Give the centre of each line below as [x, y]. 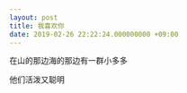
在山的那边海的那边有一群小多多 [68, 61]
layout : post [34, 17]
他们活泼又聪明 [37, 80]
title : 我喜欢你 [37, 26]
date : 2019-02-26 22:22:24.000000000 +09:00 [94, 34]
